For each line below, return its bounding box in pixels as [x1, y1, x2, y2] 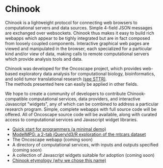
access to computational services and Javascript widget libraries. [5, 117, 138, 122]
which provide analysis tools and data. [5, 56, 82, 62]
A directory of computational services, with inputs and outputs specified [12, 142, 159, 147]
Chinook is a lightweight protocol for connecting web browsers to [5, 20, 137, 25]
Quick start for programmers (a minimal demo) [12, 126, 107, 132]
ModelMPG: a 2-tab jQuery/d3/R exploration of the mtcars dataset [12, 131, 146, 137]
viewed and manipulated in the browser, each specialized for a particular [5, 46, 152, 51]
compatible [5, 96, 28, 101]
